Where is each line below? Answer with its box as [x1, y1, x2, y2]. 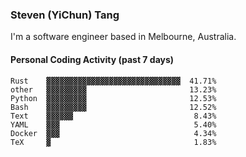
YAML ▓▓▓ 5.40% [10, 119, 217, 130]
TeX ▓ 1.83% [10, 137, 217, 147]
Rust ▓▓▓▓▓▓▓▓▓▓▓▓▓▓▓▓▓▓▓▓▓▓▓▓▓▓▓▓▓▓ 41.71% [10, 76, 217, 86]
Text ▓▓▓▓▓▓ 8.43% [10, 111, 217, 121]
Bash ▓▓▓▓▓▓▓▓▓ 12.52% [10, 102, 217, 112]
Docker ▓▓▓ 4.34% [10, 128, 217, 138]
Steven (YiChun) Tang [10, 8, 120, 22]
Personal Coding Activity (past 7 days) [10, 53, 175, 65]
